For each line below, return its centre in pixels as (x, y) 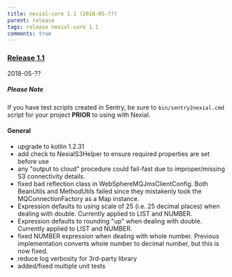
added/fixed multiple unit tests (61, 266)
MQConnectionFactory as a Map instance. (79, 198)
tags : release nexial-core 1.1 (53, 27)
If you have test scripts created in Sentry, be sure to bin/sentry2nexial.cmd (116, 107)
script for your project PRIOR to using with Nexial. (79, 115)
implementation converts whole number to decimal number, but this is (118, 243)
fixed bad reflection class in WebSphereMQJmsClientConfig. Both (112, 183)
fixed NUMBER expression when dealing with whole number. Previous (118, 236)
